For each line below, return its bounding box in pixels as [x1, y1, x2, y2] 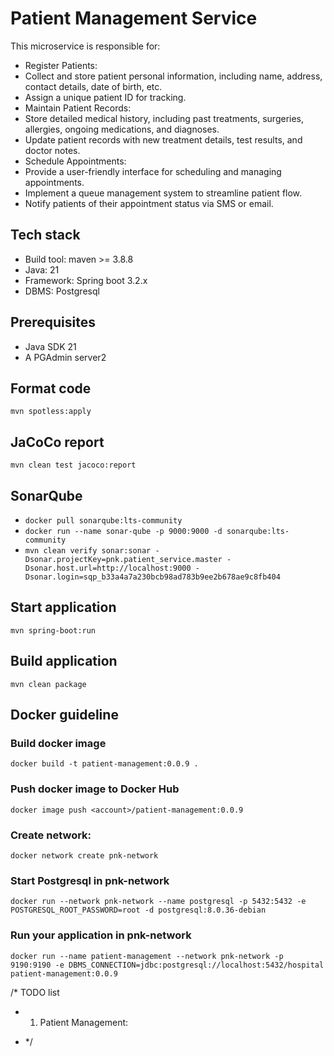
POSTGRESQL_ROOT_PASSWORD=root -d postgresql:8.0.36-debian [10, 905, 267, 916]
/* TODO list [10, 986, 60, 998]
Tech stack [10, 227, 81, 244]
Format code [10, 380, 92, 397]
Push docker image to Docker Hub [10, 782, 180, 796]
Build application [10, 653, 118, 670]
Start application [10, 599, 117, 616]
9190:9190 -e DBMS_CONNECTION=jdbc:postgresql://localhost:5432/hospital [10, 960, 325, 970]
